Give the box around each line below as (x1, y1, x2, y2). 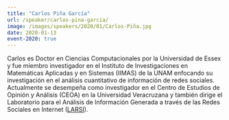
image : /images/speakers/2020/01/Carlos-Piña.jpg (7, 23, 152, 29)
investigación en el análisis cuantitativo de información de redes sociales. (7, 76, 215, 84)
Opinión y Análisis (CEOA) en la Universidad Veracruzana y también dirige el (7, 91, 223, 99)
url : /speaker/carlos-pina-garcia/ (7, 16, 109, 23)
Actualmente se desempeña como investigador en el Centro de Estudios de (7, 84, 221, 92)
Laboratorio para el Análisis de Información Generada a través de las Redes (7, 98, 221, 106)
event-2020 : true (7, 36, 57, 43)
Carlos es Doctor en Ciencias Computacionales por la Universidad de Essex (7, 54, 221, 62)
